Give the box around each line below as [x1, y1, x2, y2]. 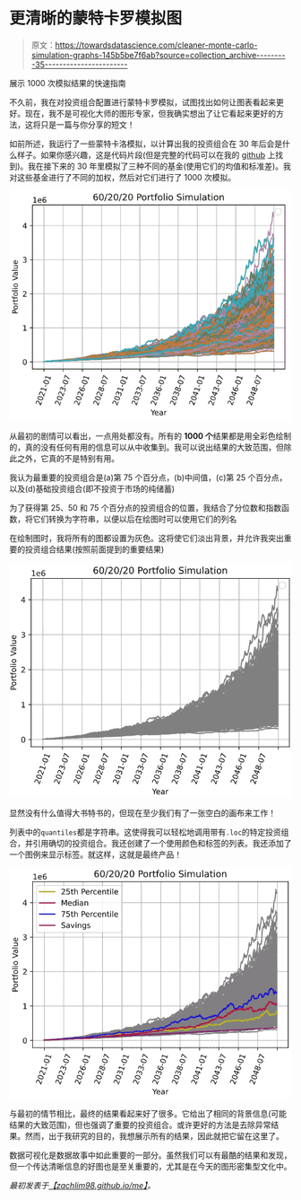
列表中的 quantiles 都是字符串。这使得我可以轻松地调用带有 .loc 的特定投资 [9, 827, 282, 837]
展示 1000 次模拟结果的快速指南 [9, 77, 127, 88]
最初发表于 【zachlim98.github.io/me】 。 [9, 1180, 156, 1191]
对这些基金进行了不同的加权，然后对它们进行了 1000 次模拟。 [9, 171, 236, 182]
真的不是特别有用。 [47, 453, 119, 464]
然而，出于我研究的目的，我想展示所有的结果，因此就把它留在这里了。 [24, 1131, 284, 1142]
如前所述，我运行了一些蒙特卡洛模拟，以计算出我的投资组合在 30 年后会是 [9, 138, 283, 149]
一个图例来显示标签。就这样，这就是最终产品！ [9, 849, 182, 860]
